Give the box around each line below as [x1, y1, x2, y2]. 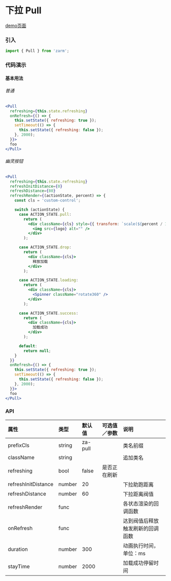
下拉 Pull [5, 5, 42, 16]
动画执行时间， [123, 542, 159, 549]
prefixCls [8, 442, 30, 449]
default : [18, 343, 38, 348]
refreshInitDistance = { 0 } [10, 184, 63, 189]
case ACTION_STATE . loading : [18, 277, 79, 283]
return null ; [23, 348, 51, 353]
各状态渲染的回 [123, 500, 159, 507]
